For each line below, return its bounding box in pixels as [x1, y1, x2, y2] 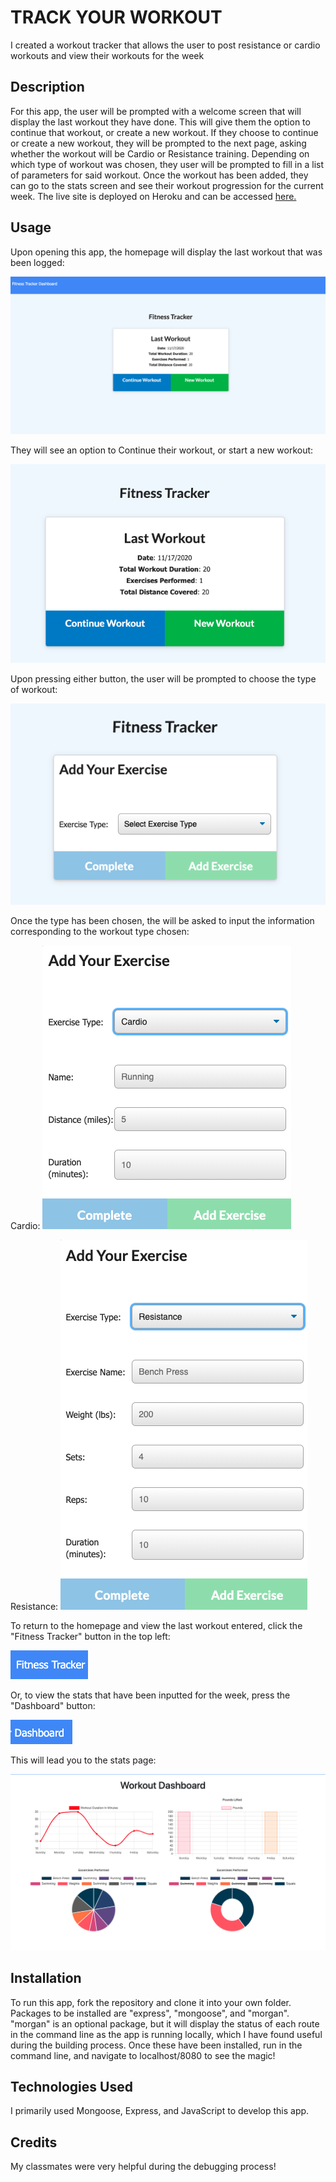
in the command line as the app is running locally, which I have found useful [10, 2028, 323, 2040]
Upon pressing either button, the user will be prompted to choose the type [10, 673, 317, 685]
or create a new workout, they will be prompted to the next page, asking [10, 137, 307, 149]
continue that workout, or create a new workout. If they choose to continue [10, 126, 319, 138]
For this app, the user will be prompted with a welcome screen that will [10, 105, 302, 117]
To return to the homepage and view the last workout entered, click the [10, 1619, 303, 1631]
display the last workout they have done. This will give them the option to [10, 116, 311, 128]
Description [10, 79, 85, 96]
